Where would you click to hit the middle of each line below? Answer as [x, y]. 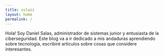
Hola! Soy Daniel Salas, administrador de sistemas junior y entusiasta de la [82, 33]
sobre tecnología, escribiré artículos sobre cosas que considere [71, 44]
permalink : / [19, 19]
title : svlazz [20, 10]
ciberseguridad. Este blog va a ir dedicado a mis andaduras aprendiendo [80, 38]
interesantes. [19, 49]
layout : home [19, 14]
